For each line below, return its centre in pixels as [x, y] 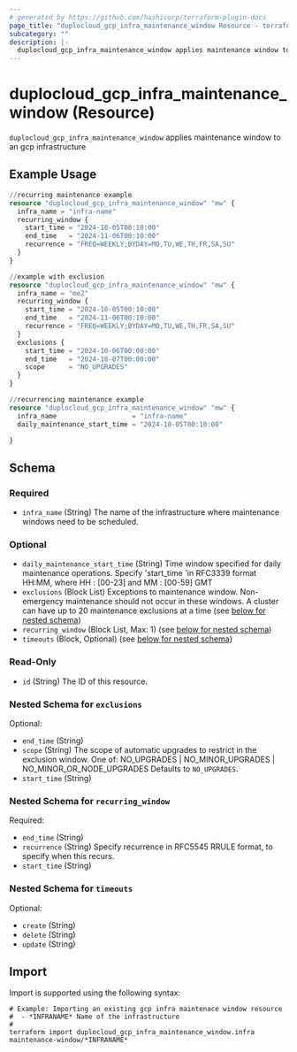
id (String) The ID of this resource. [85, 681]
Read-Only [33, 662]
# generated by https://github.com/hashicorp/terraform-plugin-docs [138, 17]
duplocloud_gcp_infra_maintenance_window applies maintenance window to [145, 137]
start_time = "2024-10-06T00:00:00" [93, 350]
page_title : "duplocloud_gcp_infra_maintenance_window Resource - [134, 26]
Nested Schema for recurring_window [90, 801]
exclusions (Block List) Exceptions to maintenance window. [130, 592]
